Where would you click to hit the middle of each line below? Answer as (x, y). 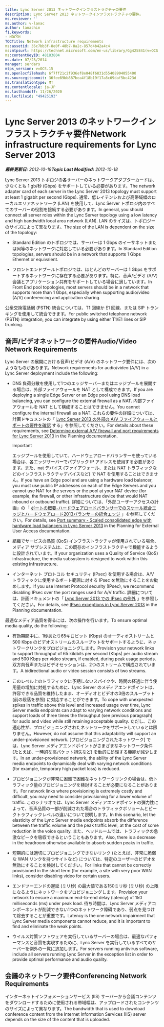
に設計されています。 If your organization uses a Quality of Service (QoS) (85, 553)
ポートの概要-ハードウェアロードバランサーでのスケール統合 (91, 508)
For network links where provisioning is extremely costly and (81, 791)
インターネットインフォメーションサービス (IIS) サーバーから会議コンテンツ (81, 996)
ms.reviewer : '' (21, 19)
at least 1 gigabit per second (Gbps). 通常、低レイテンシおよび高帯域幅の (78, 197)
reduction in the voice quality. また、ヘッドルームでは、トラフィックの (83, 831)
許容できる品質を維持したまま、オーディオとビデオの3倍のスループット (83, 693)
